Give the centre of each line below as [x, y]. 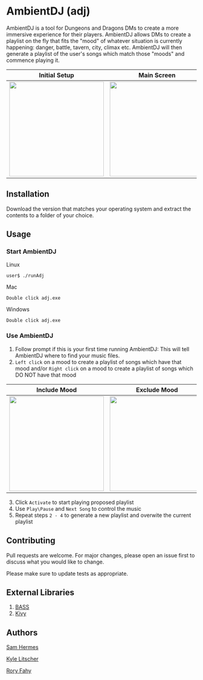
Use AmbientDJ [30, 336]
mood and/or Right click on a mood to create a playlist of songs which [104, 368]
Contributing [31, 541]
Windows [18, 309]
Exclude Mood [157, 389]
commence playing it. [33, 60]
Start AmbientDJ [31, 252]
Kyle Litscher [23, 659]
